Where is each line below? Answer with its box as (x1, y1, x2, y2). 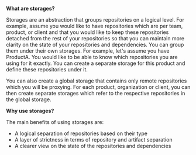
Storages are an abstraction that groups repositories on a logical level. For (6, 16, 184, 23)
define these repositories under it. (6, 66, 88, 73)
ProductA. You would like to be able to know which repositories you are (6, 54, 178, 60)
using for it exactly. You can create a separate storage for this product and (6, 60, 185, 67)
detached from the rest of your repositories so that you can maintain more (6, 35, 185, 42)
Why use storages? (6, 108, 54, 114)
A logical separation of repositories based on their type (14, 130, 148, 137)
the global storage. (6, 96, 51, 103)
